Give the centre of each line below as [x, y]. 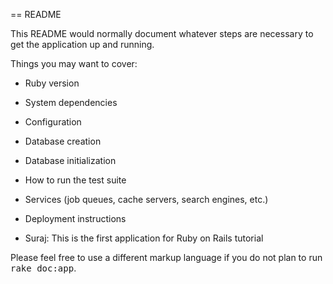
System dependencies [71, 102]
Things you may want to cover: [74, 63]
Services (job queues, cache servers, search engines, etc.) [146, 199]
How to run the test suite [75, 180]
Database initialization [70, 160]
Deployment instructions [75, 218]
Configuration [53, 122]
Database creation [63, 141]
